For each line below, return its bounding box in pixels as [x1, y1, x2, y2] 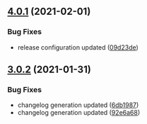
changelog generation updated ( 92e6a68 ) [17, 108, 141, 117]
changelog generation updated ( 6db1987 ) [17, 101, 139, 109]
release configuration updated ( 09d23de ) [17, 43, 139, 52]
